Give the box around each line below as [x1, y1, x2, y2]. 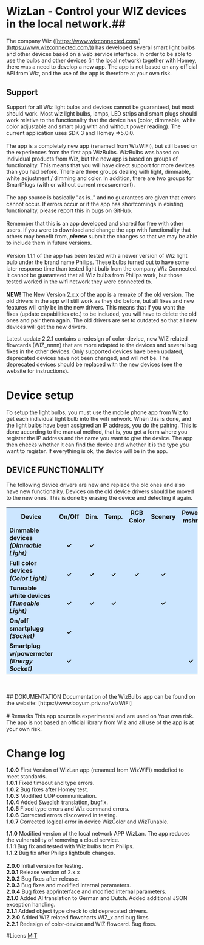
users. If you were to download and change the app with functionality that [6, 226, 191, 234]
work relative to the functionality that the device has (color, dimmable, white [6, 116, 196, 123]
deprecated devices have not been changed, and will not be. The [6, 354, 169, 361]
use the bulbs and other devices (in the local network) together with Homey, [6, 57, 197, 64]
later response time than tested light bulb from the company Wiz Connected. [6, 265, 198, 272]
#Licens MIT [6, 932, 38, 940]
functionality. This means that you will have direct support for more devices [6, 161, 195, 168]
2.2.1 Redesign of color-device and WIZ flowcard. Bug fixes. [6, 920, 157, 928]
